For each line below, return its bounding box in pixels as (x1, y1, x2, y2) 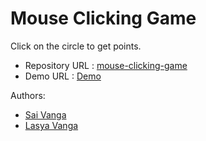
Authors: (10, 89, 46, 101)
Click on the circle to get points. (10, 40, 142, 52)
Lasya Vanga (24, 119, 79, 131)
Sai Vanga (24, 108, 67, 121)
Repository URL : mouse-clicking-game (24, 59, 188, 71)
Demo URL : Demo (24, 70, 102, 82)
